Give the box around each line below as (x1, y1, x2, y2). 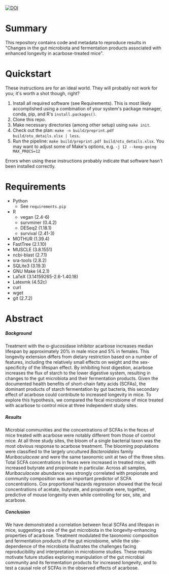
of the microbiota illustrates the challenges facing (32, 543, 137, 549)
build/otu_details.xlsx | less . (12, 132, 80, 138)
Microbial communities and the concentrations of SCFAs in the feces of (5, 426, 154, 433)
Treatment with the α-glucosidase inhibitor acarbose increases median (5, 342, 153, 349)
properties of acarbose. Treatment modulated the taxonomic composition (5, 532, 159, 538)
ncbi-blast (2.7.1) (12, 252, 47, 258)
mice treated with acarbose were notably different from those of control (5, 432, 156, 438)
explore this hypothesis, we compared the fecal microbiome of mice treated (5, 397, 164, 403)
